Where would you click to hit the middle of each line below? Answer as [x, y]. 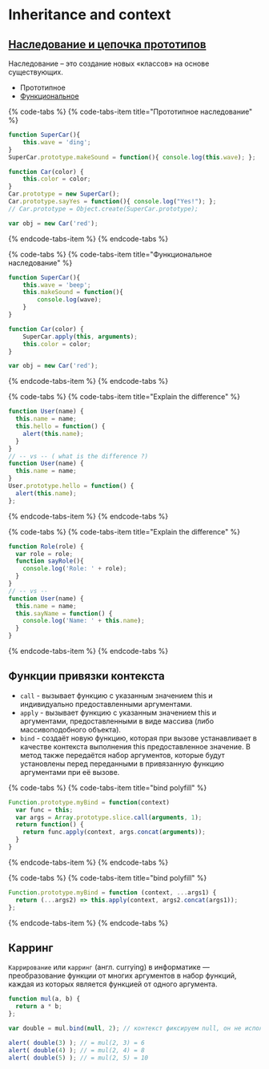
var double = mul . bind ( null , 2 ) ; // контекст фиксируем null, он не [125, 1028]
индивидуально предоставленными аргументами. [106, 704]
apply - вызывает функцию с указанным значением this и [118, 712]
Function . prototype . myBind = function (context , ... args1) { [112, 892]
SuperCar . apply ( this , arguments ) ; [80, 337]
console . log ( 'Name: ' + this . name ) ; [84, 621]
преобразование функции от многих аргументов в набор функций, [122, 976]
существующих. [36, 72]
